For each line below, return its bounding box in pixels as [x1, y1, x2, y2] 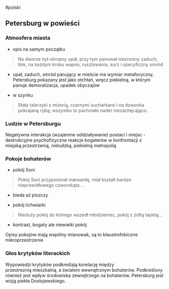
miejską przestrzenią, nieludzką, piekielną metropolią [5, 142, 117, 149]
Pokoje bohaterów [5, 155, 51, 162]
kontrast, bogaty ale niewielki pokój [12, 222, 88, 228]
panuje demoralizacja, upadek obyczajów [12, 82, 100, 88]
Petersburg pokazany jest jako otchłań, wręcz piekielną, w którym [12, 77, 151, 83]
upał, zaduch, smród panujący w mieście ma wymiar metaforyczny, [12, 71, 154, 77]
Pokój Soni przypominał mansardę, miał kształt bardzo [17, 177, 132, 183]
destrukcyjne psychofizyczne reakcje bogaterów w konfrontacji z [5, 137, 142, 143]
